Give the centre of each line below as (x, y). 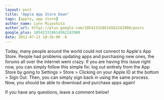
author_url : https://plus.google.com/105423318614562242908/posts (75, 28)
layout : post (18, 10)
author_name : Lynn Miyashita (35, 23)
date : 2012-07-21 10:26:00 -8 (36, 37)
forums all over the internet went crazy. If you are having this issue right (78, 62)
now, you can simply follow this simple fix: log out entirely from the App (78, 67)
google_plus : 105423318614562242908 (43, 33)
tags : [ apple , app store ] (32, 19)
